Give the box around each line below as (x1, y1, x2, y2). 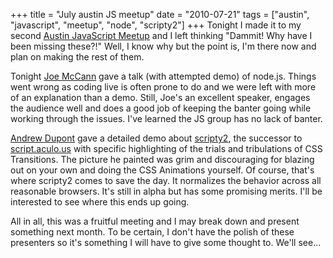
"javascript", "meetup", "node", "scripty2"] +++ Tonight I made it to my (10, 19, 302, 31)
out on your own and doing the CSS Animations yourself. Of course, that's (10, 164, 315, 176)
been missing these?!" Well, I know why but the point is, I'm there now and (10, 40, 317, 52)
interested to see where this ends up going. (10, 196, 190, 208)
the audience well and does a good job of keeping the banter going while (10, 102, 312, 114)
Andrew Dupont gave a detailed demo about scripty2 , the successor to (10, 132, 303, 144)
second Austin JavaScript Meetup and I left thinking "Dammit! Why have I (10, 30, 313, 41)
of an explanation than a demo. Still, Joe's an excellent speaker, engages (10, 92, 311, 103)
